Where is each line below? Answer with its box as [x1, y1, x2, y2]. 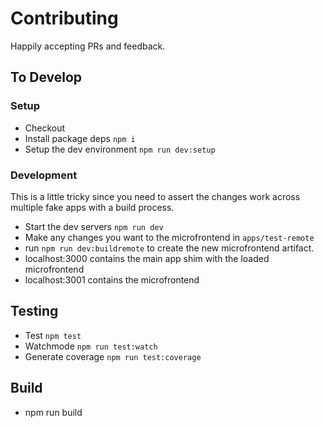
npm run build [24, 406, 83, 418]
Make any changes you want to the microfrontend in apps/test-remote [24, 231, 315, 243]
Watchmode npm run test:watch [24, 340, 158, 352]
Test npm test [24, 329, 82, 341]
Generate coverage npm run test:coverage [24, 350, 202, 362]
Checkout [24, 122, 66, 134]
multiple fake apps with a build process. [10, 201, 175, 213]
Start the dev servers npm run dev [24, 220, 164, 232]
